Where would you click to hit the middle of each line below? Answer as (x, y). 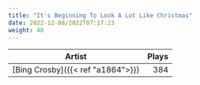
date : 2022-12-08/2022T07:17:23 (61, 23)
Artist (75, 57)
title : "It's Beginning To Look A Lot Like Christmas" (100, 15)
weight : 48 (26, 30)
